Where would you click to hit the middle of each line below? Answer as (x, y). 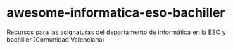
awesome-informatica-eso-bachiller (116, 13)
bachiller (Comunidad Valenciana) (56, 39)
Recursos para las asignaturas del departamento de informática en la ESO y (116, 32)
